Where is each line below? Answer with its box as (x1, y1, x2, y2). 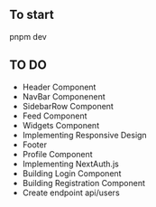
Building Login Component (22, 167, 122, 179)
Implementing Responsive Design (22, 129, 147, 140)
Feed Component (22, 110, 87, 121)
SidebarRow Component (22, 100, 115, 111)
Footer (22, 139, 48, 150)
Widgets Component (22, 119, 100, 130)
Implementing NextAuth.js (22, 158, 119, 169)
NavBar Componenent (22, 90, 106, 102)
